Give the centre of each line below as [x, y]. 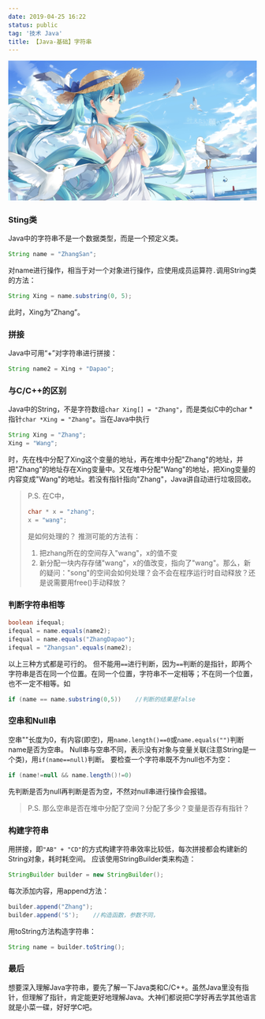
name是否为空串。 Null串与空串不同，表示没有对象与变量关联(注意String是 [129, 749]
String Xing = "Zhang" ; [47, 435]
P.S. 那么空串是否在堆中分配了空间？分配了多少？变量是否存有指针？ [138, 808]
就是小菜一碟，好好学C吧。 [52, 1007]
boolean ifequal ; [37, 623]
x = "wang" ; [47, 520]
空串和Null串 [32, 721]
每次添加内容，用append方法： [59, 891]
